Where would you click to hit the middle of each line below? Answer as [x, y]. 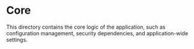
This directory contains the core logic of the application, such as [86, 27]
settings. [17, 39]
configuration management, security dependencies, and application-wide [97, 33]
